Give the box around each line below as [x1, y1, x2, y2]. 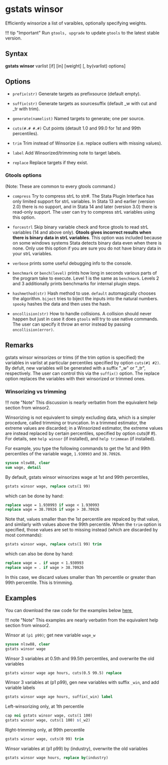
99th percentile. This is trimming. [5, 579, 73, 585]
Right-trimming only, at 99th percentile [5, 727, 85, 733]
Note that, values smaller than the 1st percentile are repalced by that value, [5, 516, 159, 522]
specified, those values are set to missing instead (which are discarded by [5, 527, 158, 533]
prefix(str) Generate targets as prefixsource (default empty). [12, 91, 141, 97]
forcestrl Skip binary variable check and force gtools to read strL [12, 224, 148, 230]
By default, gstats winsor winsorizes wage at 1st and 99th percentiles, [5, 474, 149, 480]
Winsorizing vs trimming [5, 388, 66, 395]
